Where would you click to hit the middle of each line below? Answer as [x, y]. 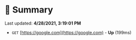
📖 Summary [29, 10]
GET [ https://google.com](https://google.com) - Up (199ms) [71, 32]
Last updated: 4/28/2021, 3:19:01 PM [43, 23]
